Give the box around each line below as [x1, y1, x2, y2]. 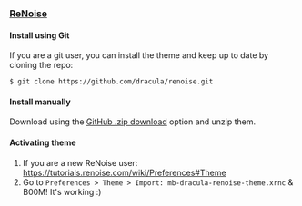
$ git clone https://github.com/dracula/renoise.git [9, 77, 214, 86]
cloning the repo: [9, 60, 74, 71]
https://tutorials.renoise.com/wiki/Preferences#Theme [22, 167, 226, 178]
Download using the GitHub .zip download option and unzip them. [9, 116, 257, 127]
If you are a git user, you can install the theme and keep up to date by [9, 50, 269, 61]
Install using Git [9, 30, 70, 41]
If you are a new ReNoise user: [22, 157, 138, 168]
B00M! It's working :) [22, 186, 102, 197]
